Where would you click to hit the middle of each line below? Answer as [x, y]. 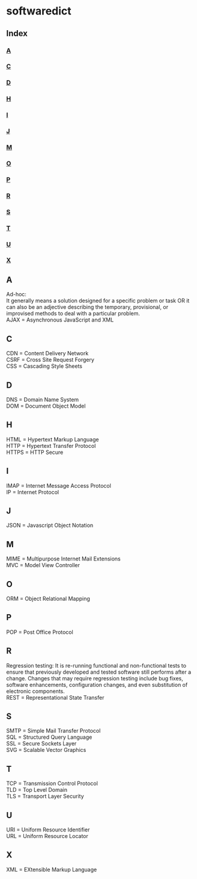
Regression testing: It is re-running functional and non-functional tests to [96, 665]
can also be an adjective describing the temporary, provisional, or [87, 307]
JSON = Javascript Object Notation [50, 526]
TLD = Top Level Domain [37, 790]
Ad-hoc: [17, 294]
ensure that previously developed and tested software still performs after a [99, 672]
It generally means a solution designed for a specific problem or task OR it [98, 301]
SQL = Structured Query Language [49, 737]
